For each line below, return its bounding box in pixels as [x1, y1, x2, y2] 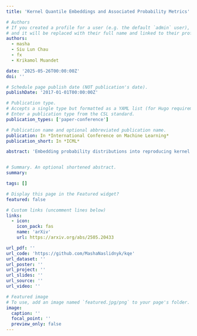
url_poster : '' [6, 261, 43, 267]
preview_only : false [11, 321, 62, 327]
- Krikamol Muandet [11, 57, 59, 63]
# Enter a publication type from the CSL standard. [6, 111, 135, 117]
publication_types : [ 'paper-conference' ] [6, 116, 109, 122]
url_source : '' [6, 278, 43, 284]
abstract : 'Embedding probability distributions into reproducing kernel [6, 149, 191, 154]
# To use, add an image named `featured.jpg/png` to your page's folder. [6, 299, 191, 305]
